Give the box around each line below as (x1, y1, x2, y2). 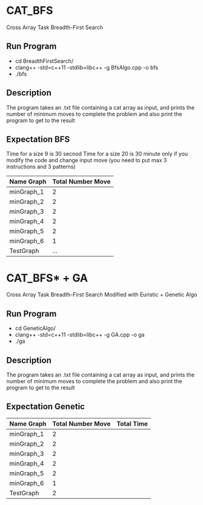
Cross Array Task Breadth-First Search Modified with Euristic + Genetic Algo (6, 291, 198, 299)
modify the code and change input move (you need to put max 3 (6, 157, 167, 164)
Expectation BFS (6, 134, 70, 144)
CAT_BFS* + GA (6, 271, 88, 285)
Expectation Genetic (6, 401, 85, 412)
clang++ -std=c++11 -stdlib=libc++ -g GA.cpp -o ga (15, 331, 145, 338)
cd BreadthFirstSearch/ (15, 57, 74, 64)
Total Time (116, 419, 148, 427)
